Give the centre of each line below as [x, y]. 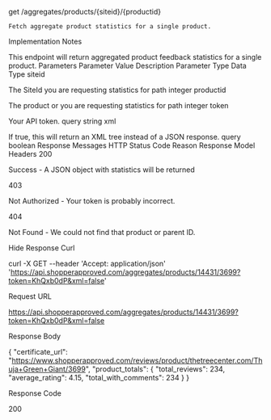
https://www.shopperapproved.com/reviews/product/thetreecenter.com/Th [137, 360]
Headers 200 [30, 154]
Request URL [30, 296]
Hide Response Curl [42, 248]
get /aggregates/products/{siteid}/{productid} [85, 12]
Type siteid [27, 74]
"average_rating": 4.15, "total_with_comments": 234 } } [99, 378]
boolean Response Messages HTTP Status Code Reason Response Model [132, 145]
